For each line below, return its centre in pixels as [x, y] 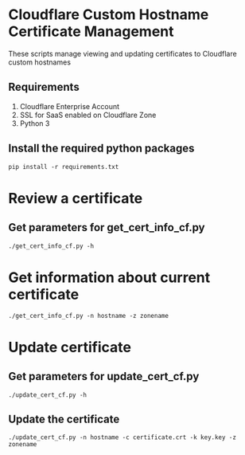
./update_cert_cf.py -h [48, 395]
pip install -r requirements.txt [64, 167]
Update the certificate [64, 419]
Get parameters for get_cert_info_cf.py [107, 227]
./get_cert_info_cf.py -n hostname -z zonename [89, 316]
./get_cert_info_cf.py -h [51, 246]
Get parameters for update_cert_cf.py [104, 377]
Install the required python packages [101, 149]
